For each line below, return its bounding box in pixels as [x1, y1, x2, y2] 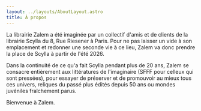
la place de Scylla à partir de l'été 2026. [6, 50, 104, 57]
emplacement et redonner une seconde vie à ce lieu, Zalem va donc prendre [6, 43, 196, 51]
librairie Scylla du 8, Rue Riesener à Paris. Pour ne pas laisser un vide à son [6, 37, 193, 44]
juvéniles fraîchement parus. [6, 87, 77, 94]
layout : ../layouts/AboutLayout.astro [6, 8, 103, 15]
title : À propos [6, 14, 47, 20]
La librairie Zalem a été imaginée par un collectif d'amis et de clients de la [6, 31, 188, 38]
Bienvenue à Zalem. [6, 98, 55, 106]
